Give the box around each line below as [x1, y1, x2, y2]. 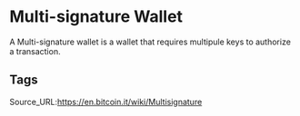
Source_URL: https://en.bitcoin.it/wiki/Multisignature [9, 96, 203, 107]
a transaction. [9, 45, 61, 56]
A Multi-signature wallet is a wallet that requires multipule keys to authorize [9, 36, 291, 47]
